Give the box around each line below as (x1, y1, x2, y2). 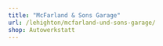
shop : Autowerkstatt (8, 26, 76, 34)
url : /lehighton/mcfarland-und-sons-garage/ (8, 19, 156, 27)
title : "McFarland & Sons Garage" (8, 11, 121, 19)
